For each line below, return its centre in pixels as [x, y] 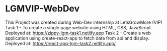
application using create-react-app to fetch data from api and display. [77, 38]
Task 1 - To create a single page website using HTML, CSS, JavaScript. [79, 27]
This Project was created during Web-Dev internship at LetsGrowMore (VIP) [84, 22]
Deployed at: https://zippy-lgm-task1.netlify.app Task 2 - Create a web [78, 33]
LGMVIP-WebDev [43, 9]
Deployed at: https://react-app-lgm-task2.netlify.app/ [61, 43]
